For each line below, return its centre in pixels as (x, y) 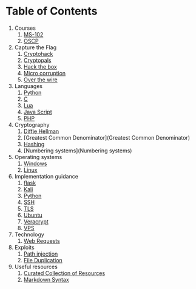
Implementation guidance (46, 176)
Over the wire (41, 80)
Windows (35, 163)
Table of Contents (52, 11)
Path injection (41, 254)
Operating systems (38, 157)
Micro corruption (45, 73)
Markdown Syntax (46, 279)
